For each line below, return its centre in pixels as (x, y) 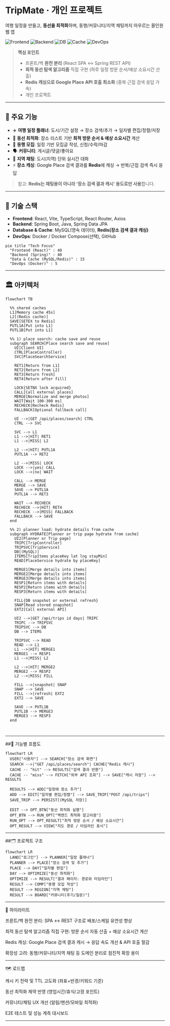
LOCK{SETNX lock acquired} (43, 388)
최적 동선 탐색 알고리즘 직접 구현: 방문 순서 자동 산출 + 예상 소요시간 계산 (77, 932)
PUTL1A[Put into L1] (31, 326)
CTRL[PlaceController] (38, 353)
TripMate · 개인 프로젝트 (54, 10)
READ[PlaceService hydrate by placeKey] (57, 561)
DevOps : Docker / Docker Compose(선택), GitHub (64, 236)
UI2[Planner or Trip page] (43, 539)
